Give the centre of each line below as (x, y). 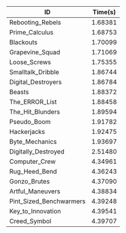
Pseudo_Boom (30, 122)
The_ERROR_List (33, 102)
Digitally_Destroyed (37, 151)
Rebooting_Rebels (35, 22)
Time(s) (104, 12)
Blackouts (23, 42)
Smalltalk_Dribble (34, 72)
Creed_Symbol (30, 221)
